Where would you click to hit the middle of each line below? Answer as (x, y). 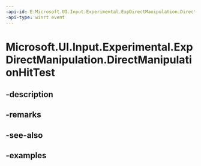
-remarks (23, 115)
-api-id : (16, 12)
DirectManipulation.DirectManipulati (99, 60)
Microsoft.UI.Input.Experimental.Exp (99, 47)
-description (29, 94)
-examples (26, 156)
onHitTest (30, 72)
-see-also (24, 135)
